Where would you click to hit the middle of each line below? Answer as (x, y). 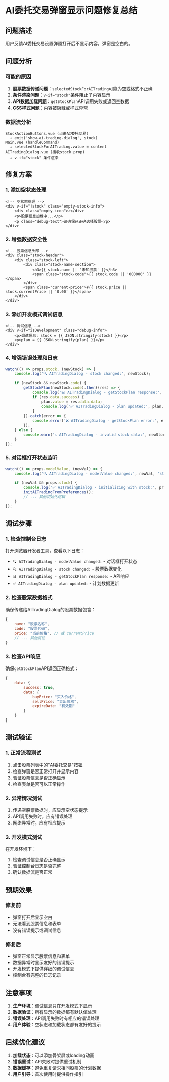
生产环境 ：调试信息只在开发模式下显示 (52, 1006)
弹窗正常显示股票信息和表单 (41, 956)
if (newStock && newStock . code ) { (50, 383)
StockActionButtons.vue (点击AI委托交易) (47, 134)
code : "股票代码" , (32, 629)
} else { (23, 430)
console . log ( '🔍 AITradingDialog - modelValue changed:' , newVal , (85, 473)
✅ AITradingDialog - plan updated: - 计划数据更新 (66, 583)
